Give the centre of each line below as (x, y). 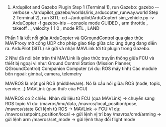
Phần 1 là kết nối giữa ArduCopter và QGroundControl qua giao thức (75, 38)
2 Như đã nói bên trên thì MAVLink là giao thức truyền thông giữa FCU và (80, 58)
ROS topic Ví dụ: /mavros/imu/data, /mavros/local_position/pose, (72, 103)
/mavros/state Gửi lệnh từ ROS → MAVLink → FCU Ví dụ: (63, 109)
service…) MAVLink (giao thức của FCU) (46, 89)
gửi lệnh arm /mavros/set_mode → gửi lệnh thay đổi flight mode (70, 119)
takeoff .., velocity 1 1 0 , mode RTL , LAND (56, 28)
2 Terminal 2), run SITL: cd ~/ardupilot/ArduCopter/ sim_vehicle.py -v (83, 18)
